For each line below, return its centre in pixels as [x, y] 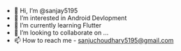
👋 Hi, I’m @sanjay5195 [46, 11]
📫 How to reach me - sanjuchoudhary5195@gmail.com [94, 40]
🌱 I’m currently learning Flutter [58, 25]
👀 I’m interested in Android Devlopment [70, 18]
